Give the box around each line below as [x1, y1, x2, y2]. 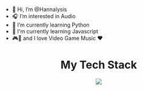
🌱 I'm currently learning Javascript [12, 28, 99, 35]
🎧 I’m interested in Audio [12, 13, 76, 19]
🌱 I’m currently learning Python [12, 21, 90, 29]
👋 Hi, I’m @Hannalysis [12, 6, 67, 13]
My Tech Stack [60, 58, 138, 72]
